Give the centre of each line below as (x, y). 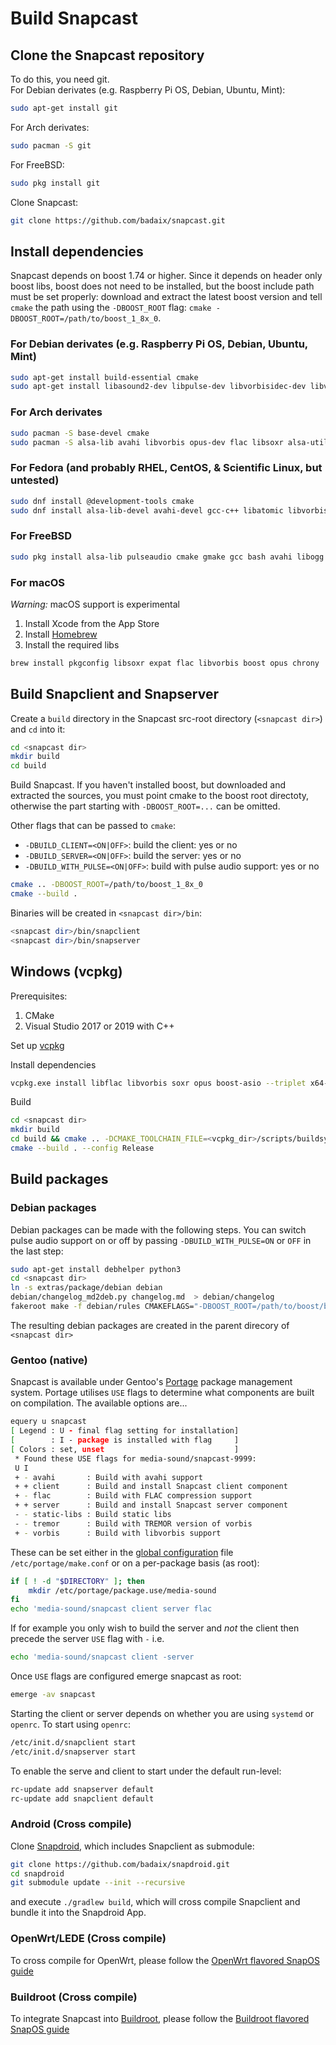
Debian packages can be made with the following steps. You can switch (158, 1229)
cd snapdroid (37, 1873)
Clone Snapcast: (44, 202)
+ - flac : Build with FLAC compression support (133, 1496)
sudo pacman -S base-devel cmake (80, 433)
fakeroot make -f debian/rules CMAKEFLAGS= (102, 1307)
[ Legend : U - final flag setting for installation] (125, 1431)
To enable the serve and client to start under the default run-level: (146, 1771)
